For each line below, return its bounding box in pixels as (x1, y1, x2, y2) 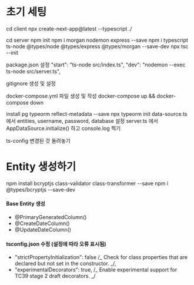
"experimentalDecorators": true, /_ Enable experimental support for (14, 266, 178, 273)
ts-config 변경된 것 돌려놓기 (6, 137, 71, 144)
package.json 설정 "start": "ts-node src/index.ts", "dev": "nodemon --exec (6, 61, 186, 68)
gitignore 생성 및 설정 (6, 80, 56, 87)
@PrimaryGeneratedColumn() (14, 214, 87, 221)
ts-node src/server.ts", (6, 68, 61, 75)
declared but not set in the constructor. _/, (14, 260, 116, 267)
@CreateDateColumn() (14, 220, 70, 227)
